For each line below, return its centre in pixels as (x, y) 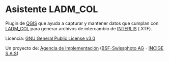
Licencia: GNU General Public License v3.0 (50, 38)
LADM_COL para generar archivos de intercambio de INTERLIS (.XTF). (79, 28)
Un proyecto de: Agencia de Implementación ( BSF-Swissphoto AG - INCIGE (84, 48)
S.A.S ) (12, 53)
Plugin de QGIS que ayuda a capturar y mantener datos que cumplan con (82, 23)
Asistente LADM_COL (52, 9)
